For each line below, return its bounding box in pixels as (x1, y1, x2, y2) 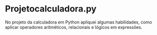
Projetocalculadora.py (5, 3, 97, 14)
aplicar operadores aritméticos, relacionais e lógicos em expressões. (5, 24, 142, 30)
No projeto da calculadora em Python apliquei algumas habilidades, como (5, 19, 152, 25)
